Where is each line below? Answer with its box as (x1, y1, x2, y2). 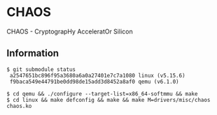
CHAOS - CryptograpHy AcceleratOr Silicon (6, 27, 134, 36)
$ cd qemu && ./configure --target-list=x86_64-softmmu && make (6, 90, 198, 98)
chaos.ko (6, 102, 32, 109)
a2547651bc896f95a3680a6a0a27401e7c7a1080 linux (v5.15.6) (9, 72, 186, 79)
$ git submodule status (6, 66, 76, 73)
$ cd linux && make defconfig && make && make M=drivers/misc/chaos (6, 96, 211, 103)
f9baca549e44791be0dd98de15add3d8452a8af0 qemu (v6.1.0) (9, 78, 179, 85)
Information (6, 47, 59, 59)
